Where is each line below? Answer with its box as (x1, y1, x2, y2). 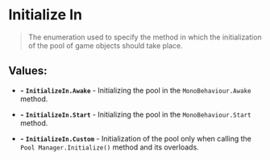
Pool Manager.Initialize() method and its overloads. (19, 142, 199, 152)
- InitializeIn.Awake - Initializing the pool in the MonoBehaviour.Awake (19, 85, 251, 95)
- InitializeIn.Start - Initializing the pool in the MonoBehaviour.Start (19, 109, 251, 119)
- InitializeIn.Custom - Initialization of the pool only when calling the (19, 133, 252, 143)
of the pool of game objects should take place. (27, 40, 183, 50)
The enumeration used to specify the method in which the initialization (27, 32, 262, 42)
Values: (8, 64, 48, 78)
